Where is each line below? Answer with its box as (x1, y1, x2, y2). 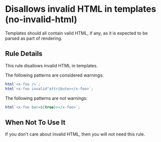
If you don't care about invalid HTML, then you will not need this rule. (5, 131, 145, 137)
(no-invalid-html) (5, 14, 77, 25)
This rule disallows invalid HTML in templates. (5, 62, 98, 68)
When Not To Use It (5, 118, 65, 126)
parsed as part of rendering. (5, 35, 63, 41)
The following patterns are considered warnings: (5, 72, 104, 78)
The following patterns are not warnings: (5, 95, 88, 101)
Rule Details (5, 50, 43, 58)
